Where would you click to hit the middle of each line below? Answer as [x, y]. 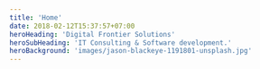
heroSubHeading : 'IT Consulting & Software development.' [121, 43]
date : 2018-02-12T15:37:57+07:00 [72, 26]
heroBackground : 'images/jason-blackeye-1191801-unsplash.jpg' [131, 51]
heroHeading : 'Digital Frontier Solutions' [93, 34]
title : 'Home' [36, 17]
